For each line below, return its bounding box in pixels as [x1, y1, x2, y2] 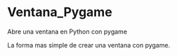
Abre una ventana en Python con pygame [7, 27, 128, 36]
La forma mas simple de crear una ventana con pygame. [7, 41, 171, 49]
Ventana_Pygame [7, 4, 112, 20]
